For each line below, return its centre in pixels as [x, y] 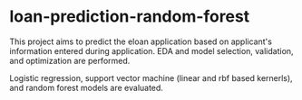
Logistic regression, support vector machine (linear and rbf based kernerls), [151, 77]
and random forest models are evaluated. [86, 87]
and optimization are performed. [70, 60]
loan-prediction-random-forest [130, 17]
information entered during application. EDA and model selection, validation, [151, 50]
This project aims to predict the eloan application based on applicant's [141, 41]
